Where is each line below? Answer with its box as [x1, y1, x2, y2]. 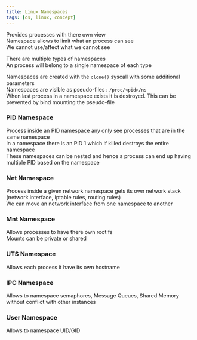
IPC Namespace [6, 278, 54, 287]
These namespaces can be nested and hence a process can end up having [6, 152, 191, 159]
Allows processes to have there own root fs [6, 229, 113, 236]
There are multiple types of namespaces [6, 55, 106, 62]
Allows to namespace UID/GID [6, 327, 81, 334]
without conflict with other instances [6, 298, 96, 305]
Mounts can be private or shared [6, 235, 87, 242]
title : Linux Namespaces [6, 8, 68, 15]
